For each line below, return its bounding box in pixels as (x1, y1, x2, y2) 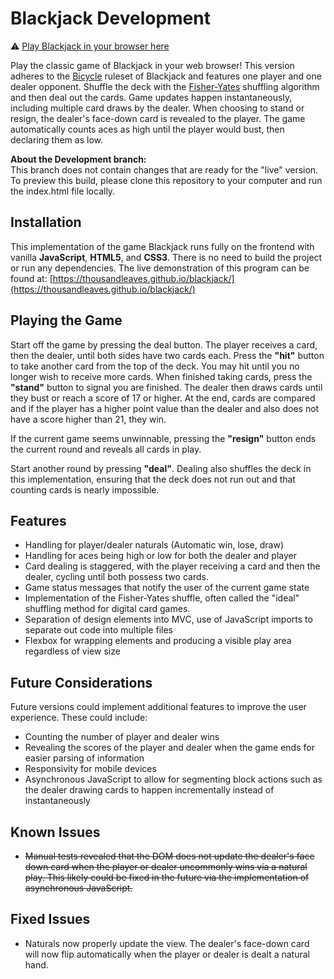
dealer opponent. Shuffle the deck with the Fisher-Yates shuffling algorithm (10, 80, 320, 92)
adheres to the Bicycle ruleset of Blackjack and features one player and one (10, 70, 322, 82)
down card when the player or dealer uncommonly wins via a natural (24, 861, 308, 872)
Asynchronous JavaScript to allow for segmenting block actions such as (24, 773, 323, 786)
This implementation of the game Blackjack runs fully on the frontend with (10, 240, 315, 252)
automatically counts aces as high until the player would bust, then (10, 123, 285, 135)
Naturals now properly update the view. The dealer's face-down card (24, 937, 310, 949)
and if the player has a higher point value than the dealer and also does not (10, 402, 320, 414)
